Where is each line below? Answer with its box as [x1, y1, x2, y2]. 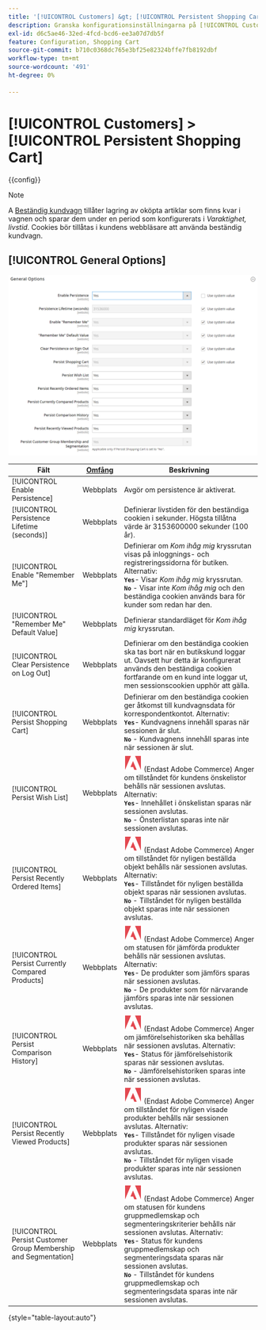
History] [11, 1057, 38, 1066]
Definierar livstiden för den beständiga [123, 504, 249, 514]
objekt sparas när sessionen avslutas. [123, 888, 247, 897]
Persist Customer [11, 1235, 69, 1244]
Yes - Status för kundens [123, 1236, 203, 1246]
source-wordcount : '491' [8, 63, 90, 71]
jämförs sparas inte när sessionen [123, 993, 234, 1003]
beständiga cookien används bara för [123, 591, 245, 601]
